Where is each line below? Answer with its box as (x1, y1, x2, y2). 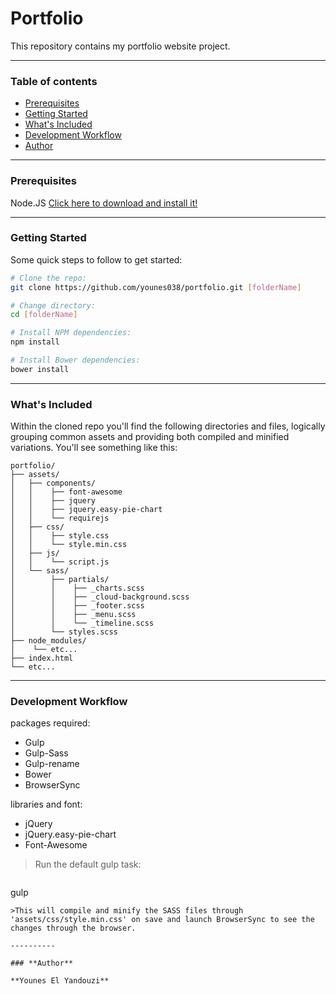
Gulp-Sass (24, 747, 69, 759)
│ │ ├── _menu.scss (10, 610, 137, 620)
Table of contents (10, 74, 98, 88)
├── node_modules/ (10, 636, 87, 646)
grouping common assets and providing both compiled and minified (10, 431, 290, 443)
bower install (10, 364, 70, 374)
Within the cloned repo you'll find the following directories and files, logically (10, 420, 326, 432)
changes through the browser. (10, 923, 137, 934)
